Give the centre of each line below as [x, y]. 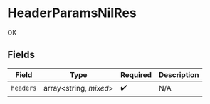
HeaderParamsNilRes [72, 13]
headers [24, 88]
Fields [21, 55]
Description [179, 74]
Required [136, 74]
